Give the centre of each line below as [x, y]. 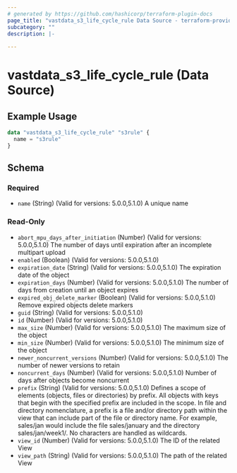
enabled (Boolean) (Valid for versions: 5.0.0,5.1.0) [88, 260]
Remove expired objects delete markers [75, 304]
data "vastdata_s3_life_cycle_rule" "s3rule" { [79, 133]
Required [23, 188]
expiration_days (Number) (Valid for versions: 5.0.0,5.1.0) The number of [123, 282]
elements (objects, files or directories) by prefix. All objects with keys [118, 395]
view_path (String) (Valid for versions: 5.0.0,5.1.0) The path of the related [122, 455]
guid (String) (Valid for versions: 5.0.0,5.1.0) [80, 312]
